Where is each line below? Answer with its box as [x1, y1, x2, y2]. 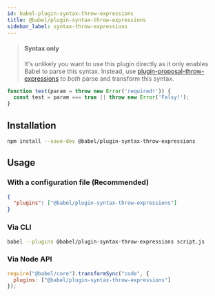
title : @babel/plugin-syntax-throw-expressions [7, 17, 147, 23]
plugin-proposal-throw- [137, 67, 205, 75]
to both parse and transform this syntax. [60, 74, 174, 83]
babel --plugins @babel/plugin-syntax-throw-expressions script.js [7, 238, 205, 245]
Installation [7, 119, 57, 131]
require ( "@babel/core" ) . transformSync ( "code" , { [7, 270, 150, 277]
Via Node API [7, 255, 52, 264]
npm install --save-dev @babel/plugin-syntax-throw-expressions [7, 138, 196, 145]
